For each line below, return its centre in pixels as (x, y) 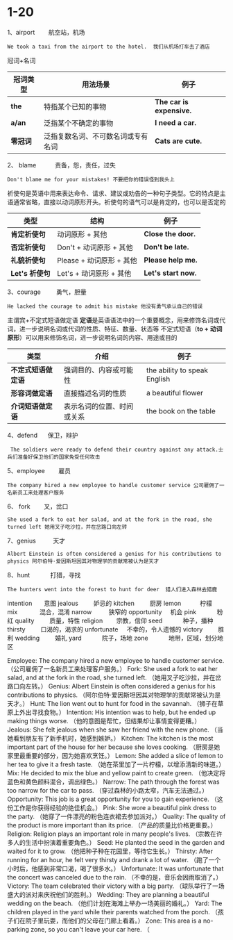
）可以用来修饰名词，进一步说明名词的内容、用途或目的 (98, 337)
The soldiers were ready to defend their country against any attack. (114, 450)
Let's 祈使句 (31, 273)
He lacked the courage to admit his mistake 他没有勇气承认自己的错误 (105, 306)
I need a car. (175, 122)
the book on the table (181, 411)
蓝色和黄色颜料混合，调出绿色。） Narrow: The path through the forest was (113, 782)
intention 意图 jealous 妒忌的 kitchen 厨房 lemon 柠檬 (110, 603)
